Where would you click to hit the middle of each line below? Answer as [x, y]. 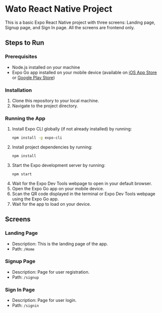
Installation [19, 90]
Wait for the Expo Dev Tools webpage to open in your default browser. [82, 183]
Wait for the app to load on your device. [51, 204]
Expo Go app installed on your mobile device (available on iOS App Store [84, 72]
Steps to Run [25, 43]
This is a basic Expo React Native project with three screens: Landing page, [80, 22]
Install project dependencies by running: [52, 147]
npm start [22, 174]
